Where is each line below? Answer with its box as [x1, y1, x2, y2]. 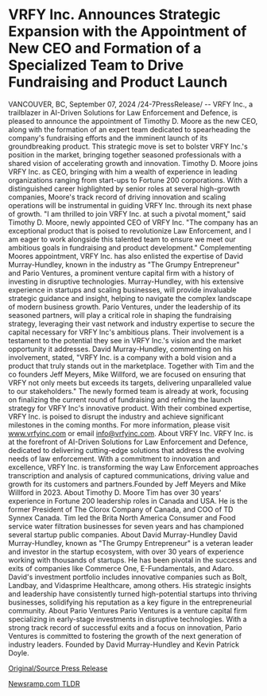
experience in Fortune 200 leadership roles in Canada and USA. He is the [8, 496, 248, 505]
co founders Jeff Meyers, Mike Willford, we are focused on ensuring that [8, 369, 246, 379]
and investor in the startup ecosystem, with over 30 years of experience [8, 547, 245, 556]
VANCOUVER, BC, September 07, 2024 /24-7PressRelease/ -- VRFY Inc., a [8, 99, 253, 109]
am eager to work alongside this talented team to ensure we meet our [8, 234, 236, 244]
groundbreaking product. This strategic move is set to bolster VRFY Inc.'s [8, 141, 248, 151]
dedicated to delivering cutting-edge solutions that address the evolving [8, 445, 245, 454]
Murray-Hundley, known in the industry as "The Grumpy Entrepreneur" [8, 260, 240, 269]
